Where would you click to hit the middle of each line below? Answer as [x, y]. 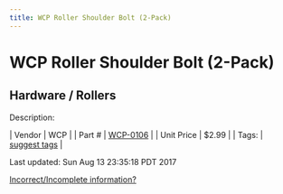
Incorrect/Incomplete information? [73, 179]
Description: [32, 117]
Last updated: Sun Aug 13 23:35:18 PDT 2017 [93, 162]
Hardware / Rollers [63, 96]
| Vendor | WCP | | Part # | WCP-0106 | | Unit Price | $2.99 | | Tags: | [137, 134]
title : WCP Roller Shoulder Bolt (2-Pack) [90, 18]
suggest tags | [36, 144]
